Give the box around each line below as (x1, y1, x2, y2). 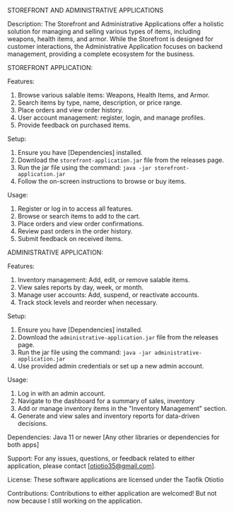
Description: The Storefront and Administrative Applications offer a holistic (7, 20, 224, 28)
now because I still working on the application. (7, 496, 143, 505)
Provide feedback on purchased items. (17, 121, 131, 129)
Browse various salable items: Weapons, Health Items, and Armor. (17, 91, 210, 99)
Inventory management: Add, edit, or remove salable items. (17, 276, 190, 284)
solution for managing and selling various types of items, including (7, 28, 201, 35)
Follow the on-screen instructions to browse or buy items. (17, 177, 186, 185)
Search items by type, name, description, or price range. (17, 98, 182, 107)
